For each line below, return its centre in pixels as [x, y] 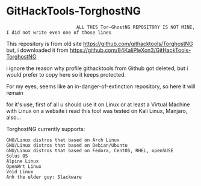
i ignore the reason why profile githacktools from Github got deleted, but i [97, 68]
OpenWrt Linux [24, 166]
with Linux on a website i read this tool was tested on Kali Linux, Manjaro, [97, 111]
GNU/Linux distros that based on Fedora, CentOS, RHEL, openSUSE [90, 150]
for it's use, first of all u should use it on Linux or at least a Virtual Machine [98, 104]
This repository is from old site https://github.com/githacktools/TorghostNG [100, 43]
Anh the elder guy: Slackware [44, 177]
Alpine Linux [23, 161]
